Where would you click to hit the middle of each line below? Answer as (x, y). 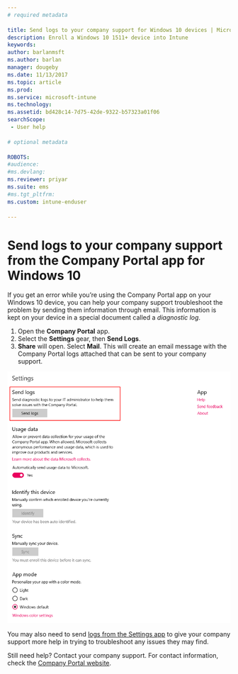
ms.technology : (30, 105)
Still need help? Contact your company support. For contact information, (113, 656)
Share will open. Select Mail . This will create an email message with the (122, 347)
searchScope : (27, 120)
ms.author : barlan (34, 60)
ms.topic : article (34, 82)
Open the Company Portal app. (64, 331)
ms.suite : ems (28, 187)
